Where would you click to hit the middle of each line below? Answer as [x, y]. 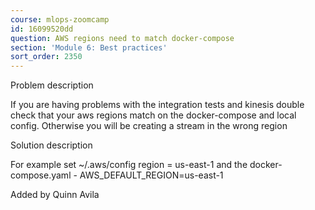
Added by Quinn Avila [55, 195]
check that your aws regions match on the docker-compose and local [153, 115]
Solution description [51, 145]
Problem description [52, 85]
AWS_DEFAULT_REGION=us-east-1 [151, 175]
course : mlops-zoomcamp [60, 19]
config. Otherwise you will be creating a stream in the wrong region [149, 126]
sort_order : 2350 [46, 57]
